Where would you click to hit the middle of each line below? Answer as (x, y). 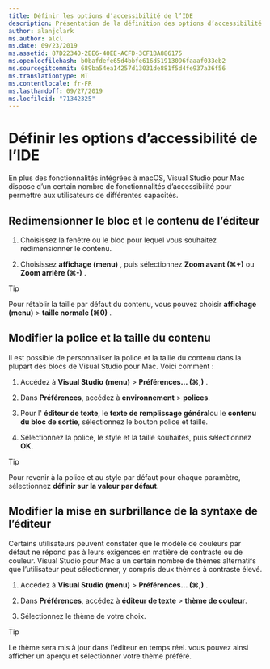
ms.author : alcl (36, 38)
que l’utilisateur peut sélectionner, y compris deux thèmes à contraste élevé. (135, 569)
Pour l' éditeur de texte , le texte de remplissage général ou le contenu (138, 413)
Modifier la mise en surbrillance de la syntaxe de (133, 511)
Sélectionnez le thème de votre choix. (83, 616)
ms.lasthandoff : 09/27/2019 (56, 91)
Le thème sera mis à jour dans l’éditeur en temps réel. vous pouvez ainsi (129, 647)
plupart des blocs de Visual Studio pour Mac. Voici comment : (111, 366)
